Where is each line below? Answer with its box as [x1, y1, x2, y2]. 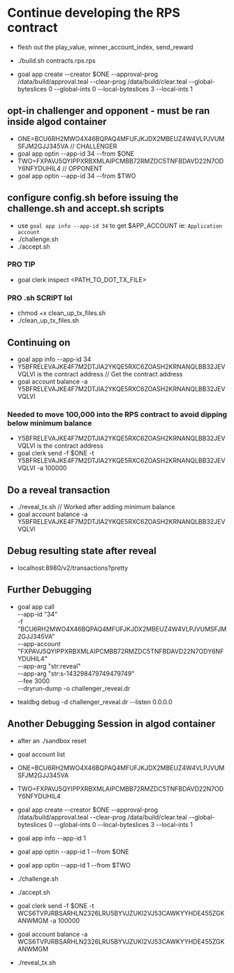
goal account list [17, 749, 66, 759]
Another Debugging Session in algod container [7, 718, 216, 730]
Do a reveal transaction [7, 484, 110, 496]
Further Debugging [7, 584, 92, 596]
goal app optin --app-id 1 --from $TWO [17, 861, 131, 869]
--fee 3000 [17, 676, 50, 685]
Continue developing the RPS [7, 5, 180, 21]
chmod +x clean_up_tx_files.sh [17, 309, 106, 317]
